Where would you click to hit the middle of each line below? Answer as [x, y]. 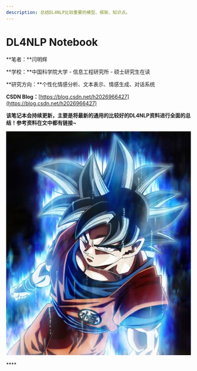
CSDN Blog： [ [23, 96]
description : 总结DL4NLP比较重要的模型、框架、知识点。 [68, 12]
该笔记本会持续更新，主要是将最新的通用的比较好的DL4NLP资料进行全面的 [96, 115]
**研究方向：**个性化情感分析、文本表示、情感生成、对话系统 [81, 84]
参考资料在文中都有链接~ [46, 123]
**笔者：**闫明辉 [27, 59]
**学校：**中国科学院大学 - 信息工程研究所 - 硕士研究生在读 [78, 72]
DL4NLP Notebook [52, 42]
